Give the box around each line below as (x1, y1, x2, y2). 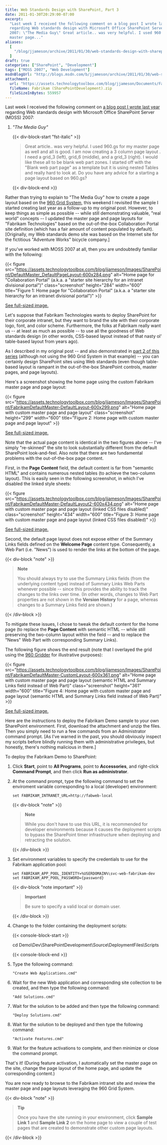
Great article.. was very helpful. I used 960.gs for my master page (24, 144, 160, 150)
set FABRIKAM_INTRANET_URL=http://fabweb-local (12, 793, 113, 798)
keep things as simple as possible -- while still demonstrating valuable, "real (5, 210, 161, 216)
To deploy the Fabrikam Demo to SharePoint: (5, 754, 97, 760)
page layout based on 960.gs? (24, 175, 87, 181)
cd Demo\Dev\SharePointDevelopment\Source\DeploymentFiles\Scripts (12, 942, 159, 948)
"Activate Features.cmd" (12, 1037, 64, 1042)
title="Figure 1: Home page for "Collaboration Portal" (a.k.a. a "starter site (5, 288, 156, 294)
